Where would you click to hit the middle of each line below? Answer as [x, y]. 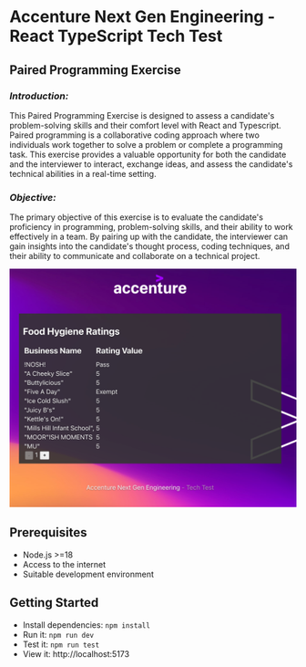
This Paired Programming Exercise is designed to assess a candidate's [142, 115]
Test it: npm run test [61, 644]
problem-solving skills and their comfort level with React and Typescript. [146, 125]
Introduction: [39, 96]
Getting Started [54, 603]
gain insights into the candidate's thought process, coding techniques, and [149, 246]
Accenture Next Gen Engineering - [143, 17]
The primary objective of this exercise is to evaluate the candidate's [137, 217]
